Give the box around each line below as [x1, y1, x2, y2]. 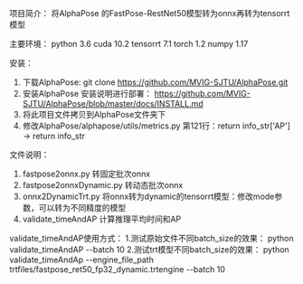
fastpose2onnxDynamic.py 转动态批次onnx [22, 180, 184, 190]
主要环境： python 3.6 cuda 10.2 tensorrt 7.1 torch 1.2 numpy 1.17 [9, 39, 249, 49]
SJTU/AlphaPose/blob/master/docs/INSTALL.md [22, 99, 204, 109]
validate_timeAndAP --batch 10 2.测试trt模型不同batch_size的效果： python [9, 244, 289, 255]
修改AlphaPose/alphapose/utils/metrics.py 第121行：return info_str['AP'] [22, 120, 291, 131]
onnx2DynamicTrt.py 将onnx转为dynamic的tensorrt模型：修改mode [22, 191, 275, 202]
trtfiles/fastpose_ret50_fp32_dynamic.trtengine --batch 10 [9, 264, 226, 274]
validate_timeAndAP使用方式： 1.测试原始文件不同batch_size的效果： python [9, 233, 294, 243]
